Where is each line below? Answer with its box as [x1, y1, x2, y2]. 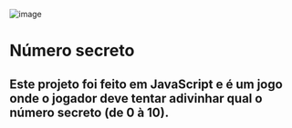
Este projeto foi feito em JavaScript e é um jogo [9, 76, 283, 92]
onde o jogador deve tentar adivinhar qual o [9, 91, 263, 106]
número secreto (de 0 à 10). [9, 104, 170, 120]
